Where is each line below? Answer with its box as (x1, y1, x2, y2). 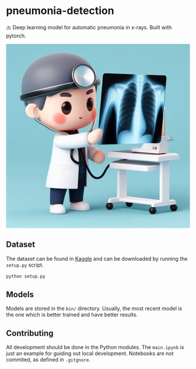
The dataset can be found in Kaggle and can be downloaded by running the (6, 255, 188, 262)
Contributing (6, 328, 54, 338)
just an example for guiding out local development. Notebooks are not (6, 350, 174, 357)
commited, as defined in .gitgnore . (6, 356, 90, 363)
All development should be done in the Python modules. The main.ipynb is (6, 344, 184, 351)
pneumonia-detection (6, 4, 115, 18)
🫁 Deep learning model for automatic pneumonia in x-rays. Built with (6, 23, 172, 30)
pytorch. (6, 32, 26, 39)
